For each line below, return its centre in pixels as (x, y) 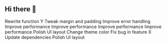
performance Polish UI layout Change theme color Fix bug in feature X (78, 32)
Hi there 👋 (21, 9)
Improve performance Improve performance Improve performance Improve (83, 26)
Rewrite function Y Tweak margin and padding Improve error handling (78, 21)
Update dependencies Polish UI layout (45, 37)
